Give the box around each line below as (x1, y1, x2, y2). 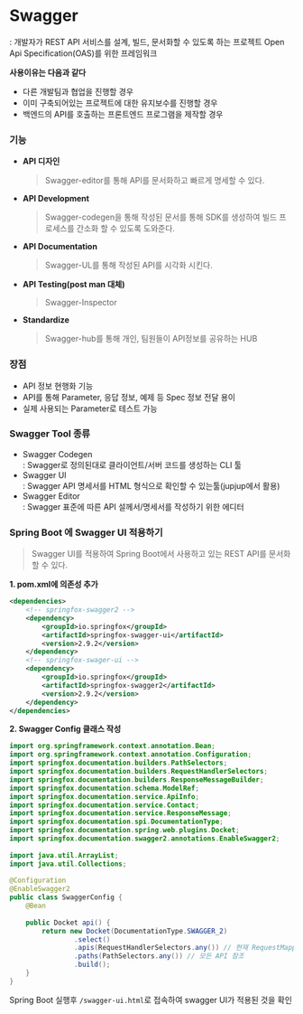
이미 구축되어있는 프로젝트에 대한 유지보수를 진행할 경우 (22, 97, 218, 108)
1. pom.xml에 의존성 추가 (9, 579, 99, 590)
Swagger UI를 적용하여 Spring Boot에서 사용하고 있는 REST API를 (31, 549, 268, 559)
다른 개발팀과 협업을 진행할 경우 (22, 86, 133, 97)
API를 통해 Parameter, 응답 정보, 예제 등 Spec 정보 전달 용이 (22, 391, 236, 402)
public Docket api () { (25, 918, 111, 927)
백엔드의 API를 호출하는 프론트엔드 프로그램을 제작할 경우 (22, 108, 224, 119)
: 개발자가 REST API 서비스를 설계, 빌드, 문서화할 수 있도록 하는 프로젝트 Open (9, 36, 285, 47)
